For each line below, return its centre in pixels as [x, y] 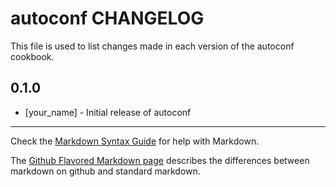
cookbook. [32, 56]
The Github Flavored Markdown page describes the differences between [160, 160]
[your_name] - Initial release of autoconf [108, 112]
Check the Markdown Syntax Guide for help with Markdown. [135, 141]
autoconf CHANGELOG [107, 18]
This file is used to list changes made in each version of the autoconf [152, 46]
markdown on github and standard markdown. [105, 171]
